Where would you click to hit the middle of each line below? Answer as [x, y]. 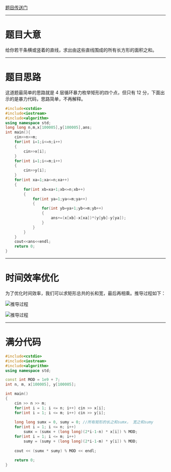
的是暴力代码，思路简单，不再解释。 [47, 99]
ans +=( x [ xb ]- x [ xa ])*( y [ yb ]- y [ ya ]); [88, 218]
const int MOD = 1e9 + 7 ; [33, 380]
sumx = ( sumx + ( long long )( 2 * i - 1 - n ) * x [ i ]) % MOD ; [81, 432]
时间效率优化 [32, 278]
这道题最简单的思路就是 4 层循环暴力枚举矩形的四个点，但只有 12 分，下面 [83, 92]
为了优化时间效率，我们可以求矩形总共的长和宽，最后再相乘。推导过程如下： [85, 293]
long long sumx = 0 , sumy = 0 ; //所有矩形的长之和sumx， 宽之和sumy [84, 422]
